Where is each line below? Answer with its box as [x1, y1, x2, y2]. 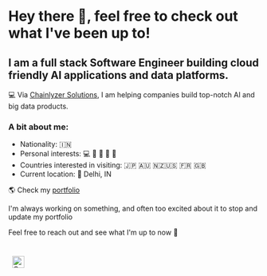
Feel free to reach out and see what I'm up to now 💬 [8, 227, 179, 238]
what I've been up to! [8, 24, 151, 42]
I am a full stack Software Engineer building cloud [8, 56, 259, 69]
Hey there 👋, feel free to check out [8, 7, 239, 26]
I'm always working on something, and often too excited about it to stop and [8, 203, 257, 214]
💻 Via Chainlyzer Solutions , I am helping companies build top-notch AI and [8, 90, 255, 99]
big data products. [8, 101, 69, 111]
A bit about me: [8, 121, 69, 132]
